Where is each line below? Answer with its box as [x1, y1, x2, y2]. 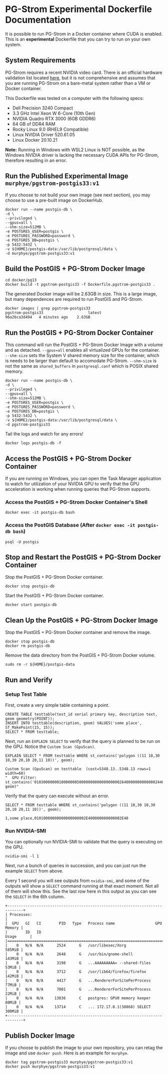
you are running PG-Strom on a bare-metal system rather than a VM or [5, 80, 151, 86]
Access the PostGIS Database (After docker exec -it [5, 521, 135, 528]
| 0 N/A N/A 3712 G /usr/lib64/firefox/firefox [5, 970, 146, 975]
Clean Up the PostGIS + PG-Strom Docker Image [5, 616, 158, 624]
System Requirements [5, 56, 76, 65]
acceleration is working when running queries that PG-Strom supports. [5, 486, 151, 492]
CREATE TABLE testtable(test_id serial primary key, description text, [5, 712, 157, 717]
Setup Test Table [5, 691, 47, 698]
